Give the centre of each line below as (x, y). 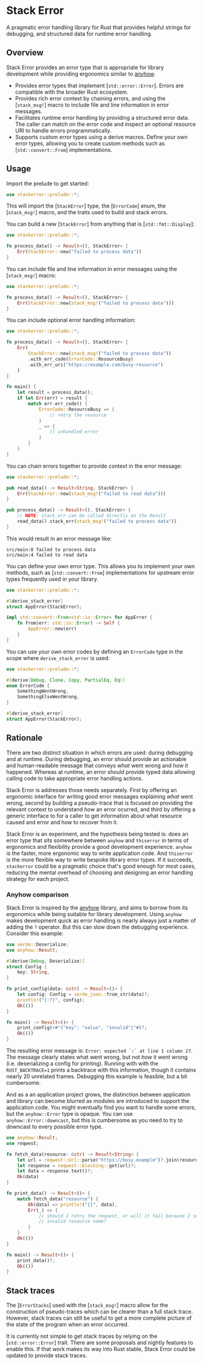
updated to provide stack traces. (47, 1355)
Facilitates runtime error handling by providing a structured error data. (102, 117)
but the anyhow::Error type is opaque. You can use (69, 1114)
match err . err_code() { (58, 404)
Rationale (24, 738)
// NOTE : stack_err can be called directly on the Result (92, 516)
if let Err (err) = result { (52, 398)
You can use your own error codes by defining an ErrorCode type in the (95, 652)
